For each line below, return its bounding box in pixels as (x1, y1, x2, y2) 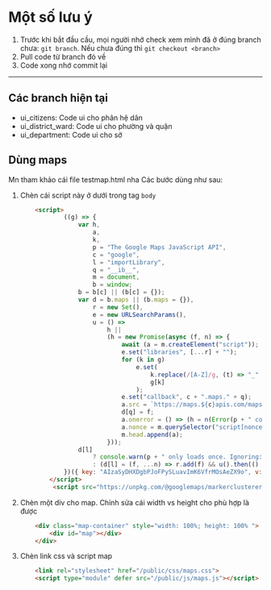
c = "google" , (92, 251, 140, 259)
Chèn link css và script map (19, 551, 113, 561)
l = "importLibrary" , (92, 258, 165, 266)
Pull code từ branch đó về (19, 52, 106, 61)
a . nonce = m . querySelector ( (121, 423, 216, 431)
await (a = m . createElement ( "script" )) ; (121, 341, 260, 349)
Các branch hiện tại (8, 91, 109, 105)
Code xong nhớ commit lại (19, 60, 107, 70)
